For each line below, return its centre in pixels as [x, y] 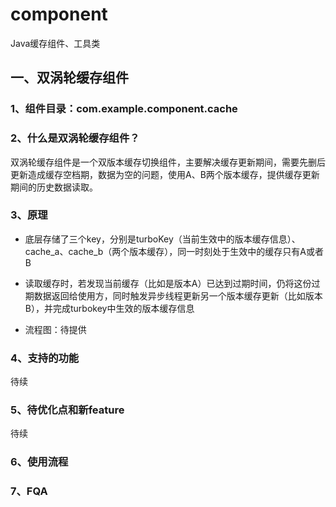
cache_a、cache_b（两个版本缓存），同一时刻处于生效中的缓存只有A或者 [174, 251]
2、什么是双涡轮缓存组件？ [75, 138]
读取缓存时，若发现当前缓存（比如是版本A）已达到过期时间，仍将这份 [168, 283]
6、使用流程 [39, 462]
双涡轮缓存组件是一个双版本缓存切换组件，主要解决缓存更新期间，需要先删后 [168, 162]
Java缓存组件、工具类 [55, 43]
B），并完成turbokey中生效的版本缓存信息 [109, 308]
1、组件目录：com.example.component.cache [124, 109]
